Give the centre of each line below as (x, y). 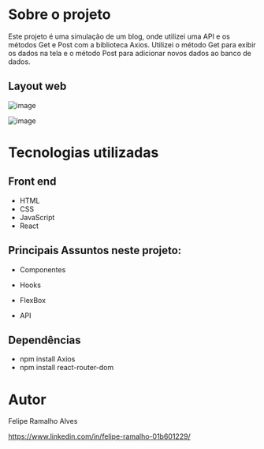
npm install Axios (47, 359)
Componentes (43, 269)
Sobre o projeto (59, 15)
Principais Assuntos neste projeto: (95, 251)
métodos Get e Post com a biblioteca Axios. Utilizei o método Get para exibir (132, 44)
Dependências (45, 340)
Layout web (37, 86)
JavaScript (37, 217)
